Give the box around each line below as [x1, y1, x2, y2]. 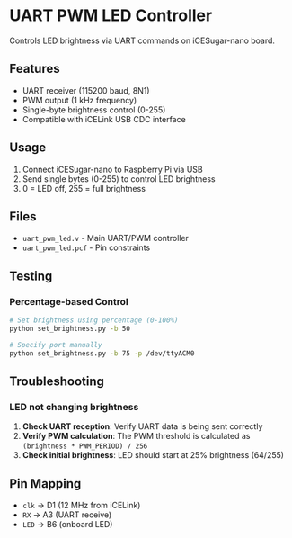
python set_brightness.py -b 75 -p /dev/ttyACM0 [9, 348, 195, 358]
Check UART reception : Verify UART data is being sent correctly [22, 421, 263, 432]
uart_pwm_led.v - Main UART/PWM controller [22, 233, 189, 244]
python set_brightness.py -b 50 [9, 324, 130, 333]
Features [9, 61, 60, 76]
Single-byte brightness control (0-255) [22, 104, 166, 115]
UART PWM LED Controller [9, 5, 213, 26]
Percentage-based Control [9, 295, 128, 308]
